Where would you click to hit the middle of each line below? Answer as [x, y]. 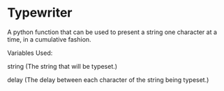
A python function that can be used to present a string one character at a [112, 32]
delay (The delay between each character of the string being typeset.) [108, 80]
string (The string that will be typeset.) [62, 66]
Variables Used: [30, 53]
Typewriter [40, 13]
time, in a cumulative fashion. [50, 39]
